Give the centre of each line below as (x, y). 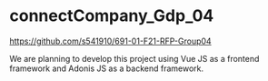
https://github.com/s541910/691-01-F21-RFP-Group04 (110, 41)
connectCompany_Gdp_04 (112, 16)
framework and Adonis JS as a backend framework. (107, 68)
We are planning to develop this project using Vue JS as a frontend (134, 58)
